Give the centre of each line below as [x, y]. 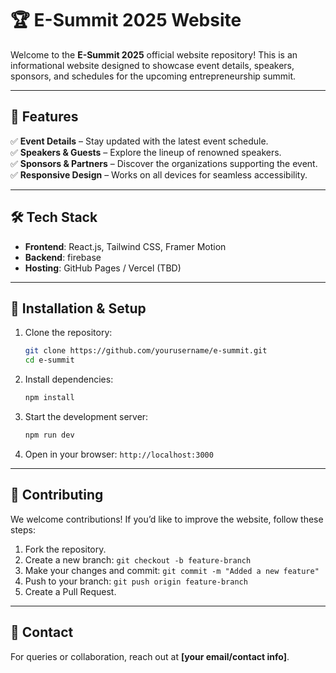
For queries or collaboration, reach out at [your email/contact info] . [150, 656]
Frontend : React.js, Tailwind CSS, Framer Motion [125, 246]
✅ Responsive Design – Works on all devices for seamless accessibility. [159, 174]
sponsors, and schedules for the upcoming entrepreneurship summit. [153, 76]
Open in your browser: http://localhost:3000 [119, 454]
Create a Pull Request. [70, 591]
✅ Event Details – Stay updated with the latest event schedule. [139, 141]
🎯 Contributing [57, 495]
